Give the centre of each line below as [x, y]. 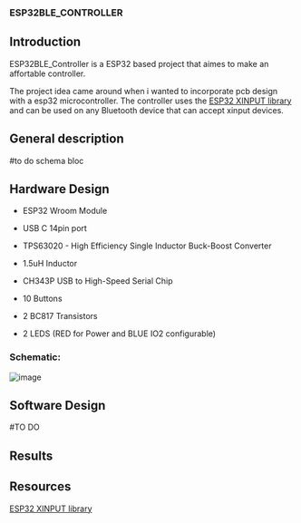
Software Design [58, 406]
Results [31, 455]
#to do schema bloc [47, 160]
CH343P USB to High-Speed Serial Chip [98, 281]
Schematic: [35, 357]
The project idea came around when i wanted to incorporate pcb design [144, 91]
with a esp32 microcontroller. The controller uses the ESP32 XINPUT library [150, 101]
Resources [40, 487]
